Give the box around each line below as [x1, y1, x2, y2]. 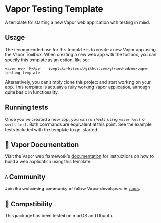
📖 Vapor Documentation [5, 140, 79, 149]
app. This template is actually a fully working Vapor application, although [5, 84, 150, 90]
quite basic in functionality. [5, 89, 59, 95]
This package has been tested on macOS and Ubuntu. [5, 213, 113, 218]
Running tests [5, 103, 48, 112]
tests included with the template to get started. [5, 126, 98, 132]
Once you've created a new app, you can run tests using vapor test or [5, 116, 146, 122]
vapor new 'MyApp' [5, 66, 42, 71]
